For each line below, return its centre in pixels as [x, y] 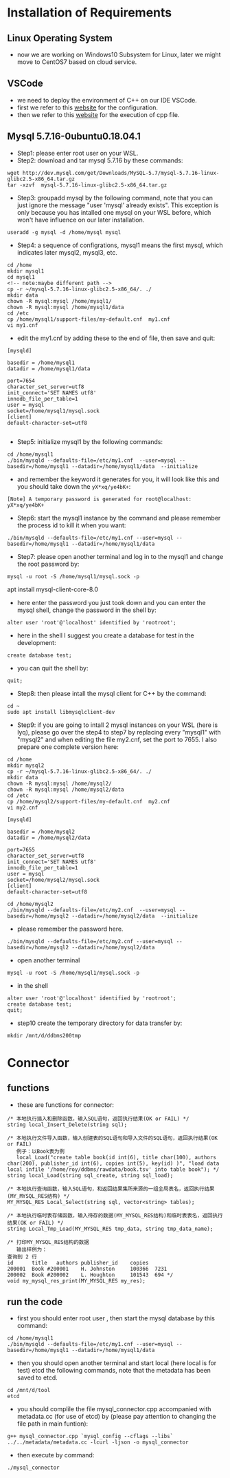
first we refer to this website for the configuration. [88, 107]
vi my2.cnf [23, 807]
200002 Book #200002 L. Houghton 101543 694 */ [90, 1275]
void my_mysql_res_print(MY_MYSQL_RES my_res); [77, 1281]
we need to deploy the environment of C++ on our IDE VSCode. [107, 100]
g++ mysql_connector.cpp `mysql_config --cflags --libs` [90, 1437]
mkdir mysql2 [26, 766]
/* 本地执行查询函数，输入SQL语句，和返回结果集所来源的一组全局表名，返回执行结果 [111, 1189]
